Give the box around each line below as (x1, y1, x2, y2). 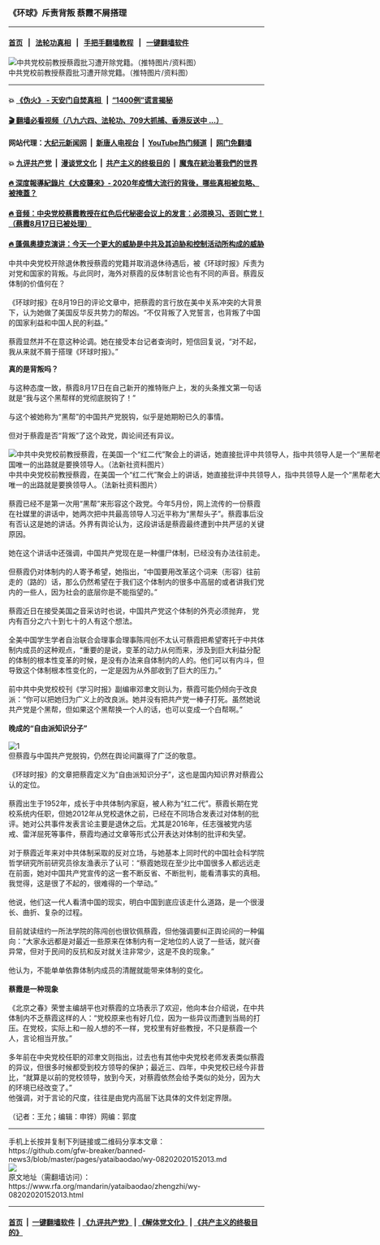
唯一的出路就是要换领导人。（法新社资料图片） (8, 480, 162, 490)
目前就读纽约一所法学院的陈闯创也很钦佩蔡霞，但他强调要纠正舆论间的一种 (8, 926, 257, 936)
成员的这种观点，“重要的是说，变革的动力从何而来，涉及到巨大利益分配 (22, 645, 261, 655)
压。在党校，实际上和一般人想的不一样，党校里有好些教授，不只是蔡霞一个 (8, 1023, 257, 1034)
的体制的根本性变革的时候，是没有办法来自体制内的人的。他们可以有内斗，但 (8, 655, 265, 665)
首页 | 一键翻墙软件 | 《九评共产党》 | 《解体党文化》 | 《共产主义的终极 (8, 1217, 252, 1227)
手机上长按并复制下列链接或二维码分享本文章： (8, 1137, 165, 1147)
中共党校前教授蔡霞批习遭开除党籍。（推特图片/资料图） (8, 67, 193, 77)
